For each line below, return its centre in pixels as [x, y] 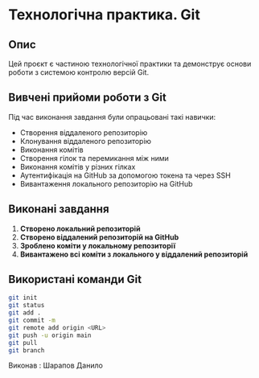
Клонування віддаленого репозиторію [85, 141]
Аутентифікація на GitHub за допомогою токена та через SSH [125, 175]
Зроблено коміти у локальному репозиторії [97, 245]
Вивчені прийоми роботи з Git [87, 98]
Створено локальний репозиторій [80, 228]
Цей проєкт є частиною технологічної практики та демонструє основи [130, 64]
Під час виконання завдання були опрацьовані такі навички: [112, 117]
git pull [23, 343]
